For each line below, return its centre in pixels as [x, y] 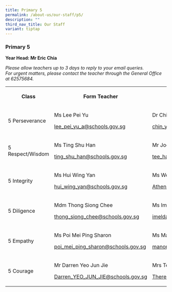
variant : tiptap [23, 29]
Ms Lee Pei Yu [71, 115]
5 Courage [21, 271]
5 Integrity [20, 181]
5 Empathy [21, 241]
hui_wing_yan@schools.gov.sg [91, 187]
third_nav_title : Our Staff [35, 24]
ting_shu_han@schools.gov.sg [90, 156]
